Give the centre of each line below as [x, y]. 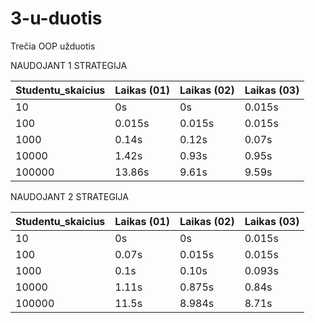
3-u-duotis [56, 18]
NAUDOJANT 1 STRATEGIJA [69, 65]
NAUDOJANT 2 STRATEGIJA [69, 196]
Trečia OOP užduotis [53, 46]
